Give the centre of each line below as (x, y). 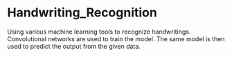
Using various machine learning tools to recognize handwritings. (99, 32)
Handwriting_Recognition (82, 13)
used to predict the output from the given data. (74, 46)
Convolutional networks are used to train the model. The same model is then (116, 38)
